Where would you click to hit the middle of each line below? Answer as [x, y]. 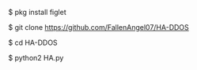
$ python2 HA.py [36, 58]
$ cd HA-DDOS [33, 42]
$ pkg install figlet [37, 12]
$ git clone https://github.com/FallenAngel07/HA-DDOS [99, 27]
